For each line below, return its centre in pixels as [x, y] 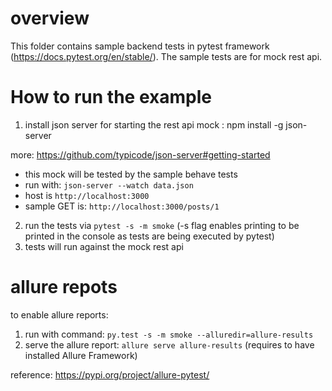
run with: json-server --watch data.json [109, 184]
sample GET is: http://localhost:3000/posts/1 [122, 206]
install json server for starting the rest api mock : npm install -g [154, 124]
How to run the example [111, 97]
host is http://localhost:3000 [87, 195]
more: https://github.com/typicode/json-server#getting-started [140, 154]
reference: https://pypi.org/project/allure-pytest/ [110, 374]
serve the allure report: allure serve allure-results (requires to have [169, 344]
